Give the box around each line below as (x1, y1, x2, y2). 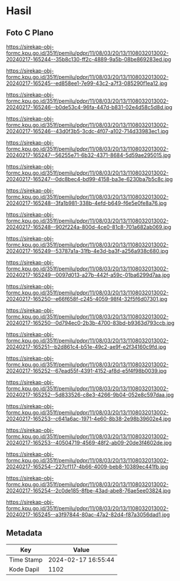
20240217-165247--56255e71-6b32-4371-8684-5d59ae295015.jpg (6, 152, 171, 159)
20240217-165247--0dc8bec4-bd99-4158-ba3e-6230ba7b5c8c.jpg (6, 176, 173, 182)
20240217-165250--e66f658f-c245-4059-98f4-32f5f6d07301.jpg (6, 296, 168, 302)
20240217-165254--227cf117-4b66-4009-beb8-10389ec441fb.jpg (6, 463, 168, 470)
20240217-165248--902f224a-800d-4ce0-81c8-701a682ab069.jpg (6, 224, 171, 231)
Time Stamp (9, 556, 43, 564)
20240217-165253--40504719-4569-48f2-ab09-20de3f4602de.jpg (6, 439, 172, 446)
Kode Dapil (9, 565, 40, 573)
